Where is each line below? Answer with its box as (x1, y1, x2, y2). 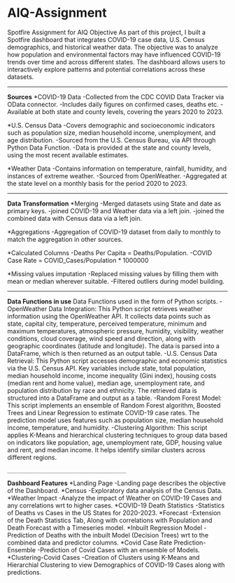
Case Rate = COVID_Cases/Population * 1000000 (7, 256, 149, 264)
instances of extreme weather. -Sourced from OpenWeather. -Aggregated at (7, 171, 227, 180)
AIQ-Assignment (7, 5, 107, 21)
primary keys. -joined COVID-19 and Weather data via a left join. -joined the (7, 206, 225, 215)
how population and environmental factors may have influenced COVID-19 (7, 50, 221, 59)
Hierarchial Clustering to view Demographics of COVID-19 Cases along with (7, 561, 225, 569)
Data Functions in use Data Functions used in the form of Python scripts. (7, 297, 218, 305)
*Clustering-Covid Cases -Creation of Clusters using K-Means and (7, 553, 200, 561)
